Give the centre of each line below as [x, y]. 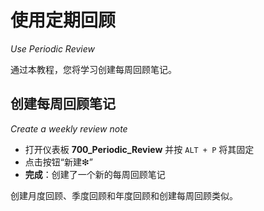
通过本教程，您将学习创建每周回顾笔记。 [93, 69]
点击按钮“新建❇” [58, 162]
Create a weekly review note [69, 128]
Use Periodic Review [52, 48]
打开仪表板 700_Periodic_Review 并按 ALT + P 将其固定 [139, 149]
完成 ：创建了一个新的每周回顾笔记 [95, 174]
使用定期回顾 [63, 20]
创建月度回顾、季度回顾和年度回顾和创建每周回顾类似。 [124, 195]
